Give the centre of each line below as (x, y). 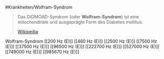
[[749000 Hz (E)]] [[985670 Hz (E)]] (42, 52)
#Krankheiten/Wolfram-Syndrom (39, 7)
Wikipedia (28, 31)
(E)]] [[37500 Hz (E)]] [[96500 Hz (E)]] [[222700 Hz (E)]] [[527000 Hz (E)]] (82, 46)
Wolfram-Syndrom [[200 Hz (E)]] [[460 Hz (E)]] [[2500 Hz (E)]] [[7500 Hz (81, 41)
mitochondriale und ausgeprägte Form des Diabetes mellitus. (80, 22)
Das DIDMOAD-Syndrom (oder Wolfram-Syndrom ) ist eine (78, 17)
